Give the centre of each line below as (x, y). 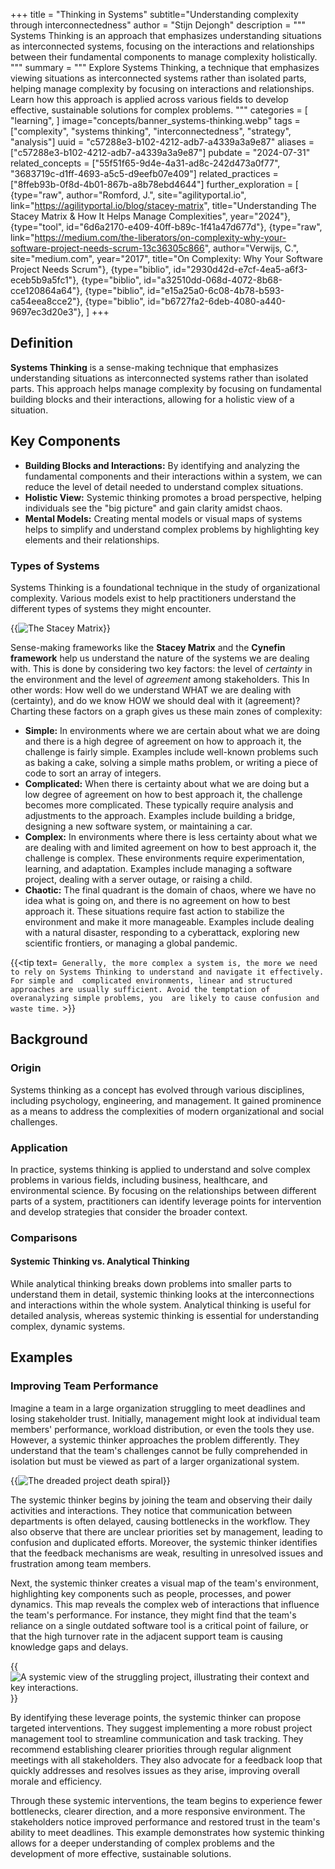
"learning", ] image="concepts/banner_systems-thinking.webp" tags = (155, 120)
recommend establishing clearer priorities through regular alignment (151, 1749)
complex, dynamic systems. (68, 1326)
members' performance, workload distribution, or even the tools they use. (162, 1429)
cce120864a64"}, (46, 290)
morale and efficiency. (56, 1781)
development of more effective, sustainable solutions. (121, 1853)
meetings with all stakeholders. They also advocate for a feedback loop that (166, 1760)
